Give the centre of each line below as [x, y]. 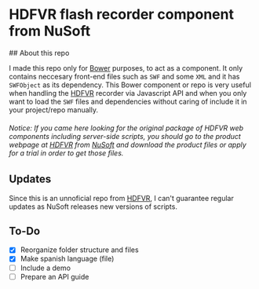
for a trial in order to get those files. [66, 153]
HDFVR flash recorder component [122, 15]
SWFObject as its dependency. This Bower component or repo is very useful [130, 85]
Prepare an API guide [55, 276]
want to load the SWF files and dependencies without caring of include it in [128, 101]
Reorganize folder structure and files [80, 250]
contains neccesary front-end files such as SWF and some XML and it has [124, 76]
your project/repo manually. [54, 110]
